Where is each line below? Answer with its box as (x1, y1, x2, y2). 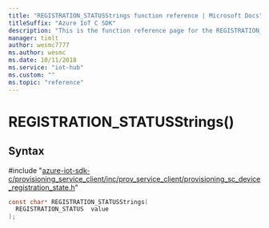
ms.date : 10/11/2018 (8, 57, 78, 65)
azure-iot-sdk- (42, 165, 90, 175)
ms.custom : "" (8, 71, 56, 79)
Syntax (8, 144, 45, 158)
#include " (8, 165, 42, 175)
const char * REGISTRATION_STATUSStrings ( (8, 198, 149, 206)
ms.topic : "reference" (8, 78, 84, 86)
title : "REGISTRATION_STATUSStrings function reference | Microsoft (8, 11, 242, 20)
